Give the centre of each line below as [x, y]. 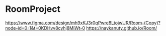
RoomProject [33, 9]
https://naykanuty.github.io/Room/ [122, 28]
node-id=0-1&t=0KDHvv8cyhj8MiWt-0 [45, 28]
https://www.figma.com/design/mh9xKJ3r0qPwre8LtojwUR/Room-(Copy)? [83, 23]
